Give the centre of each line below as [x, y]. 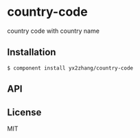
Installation [32, 52]
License [24, 112]
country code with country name [53, 31]
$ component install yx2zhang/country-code [70, 68]
